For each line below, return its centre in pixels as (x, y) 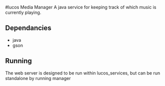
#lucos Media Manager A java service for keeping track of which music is (81, 7)
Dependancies (28, 28)
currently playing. (23, 12)
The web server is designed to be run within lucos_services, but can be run (83, 73)
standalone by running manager (38, 78)
